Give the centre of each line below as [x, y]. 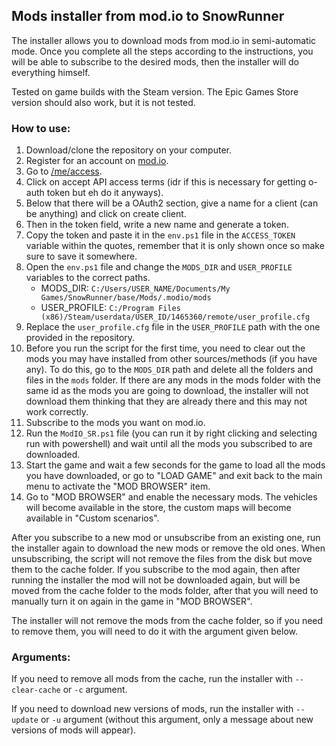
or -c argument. [95, 690]
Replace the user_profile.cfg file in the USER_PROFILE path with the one [173, 327]
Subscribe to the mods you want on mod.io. [115, 423]
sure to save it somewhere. [81, 256]
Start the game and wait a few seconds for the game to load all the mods [175, 465]
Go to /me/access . [64, 171]
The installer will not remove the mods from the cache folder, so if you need [167, 621]
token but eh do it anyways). [105, 193]
